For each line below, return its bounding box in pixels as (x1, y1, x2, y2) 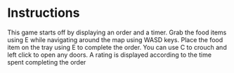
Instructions (7, 5, 80, 21)
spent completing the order (7, 58, 86, 66)
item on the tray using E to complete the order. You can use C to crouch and (7, 43, 227, 51)
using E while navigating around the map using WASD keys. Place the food (7, 35, 223, 44)
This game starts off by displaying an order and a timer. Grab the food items (7, 28, 227, 36)
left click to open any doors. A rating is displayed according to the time (7, 51, 212, 59)
